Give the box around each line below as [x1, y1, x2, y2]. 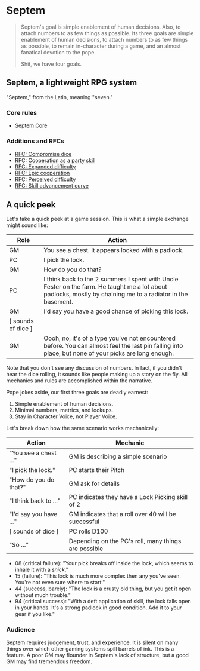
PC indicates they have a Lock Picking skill [68, 493, 188, 501]
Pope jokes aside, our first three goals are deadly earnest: [6, 389, 149, 396]
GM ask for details [68, 479, 120, 488]
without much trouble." [14, 592, 71, 599]
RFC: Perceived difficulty [14, 176, 76, 183]
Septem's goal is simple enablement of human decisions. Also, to [20, 23, 181, 30]
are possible [68, 544, 104, 553]
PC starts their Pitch [68, 466, 125, 474]
